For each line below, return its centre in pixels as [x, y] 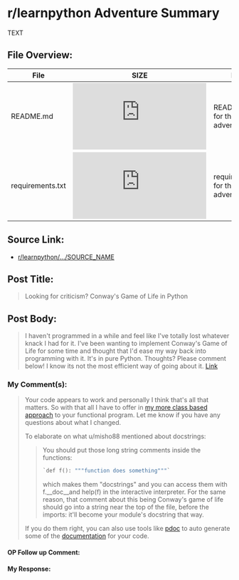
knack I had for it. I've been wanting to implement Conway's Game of [126, 344]
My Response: [29, 569]
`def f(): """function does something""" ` [106, 471]
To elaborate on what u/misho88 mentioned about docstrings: [115, 436]
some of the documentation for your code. [87, 536]
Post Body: [32, 318]
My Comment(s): [37, 384]
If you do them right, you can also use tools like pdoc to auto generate [127, 529]
